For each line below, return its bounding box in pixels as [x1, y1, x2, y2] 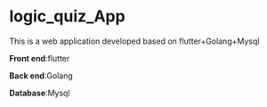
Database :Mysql [9, 87, 70, 98]
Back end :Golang [9, 70, 73, 81]
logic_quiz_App [9, 6, 126, 27]
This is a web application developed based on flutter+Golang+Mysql [9, 36, 260, 46]
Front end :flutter [9, 53, 70, 63]
